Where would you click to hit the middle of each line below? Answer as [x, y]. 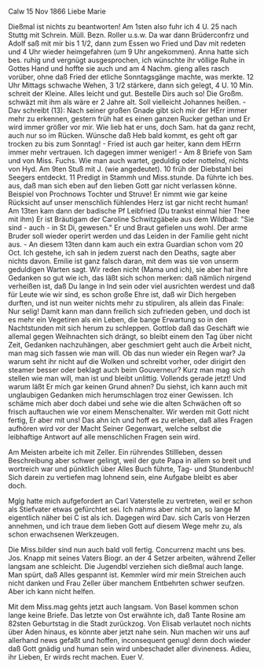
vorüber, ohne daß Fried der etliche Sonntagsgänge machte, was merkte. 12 [131, 77]
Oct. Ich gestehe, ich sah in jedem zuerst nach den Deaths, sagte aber [122, 253]
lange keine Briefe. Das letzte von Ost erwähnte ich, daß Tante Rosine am [127, 615]
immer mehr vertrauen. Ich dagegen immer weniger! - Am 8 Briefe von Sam [130, 152]
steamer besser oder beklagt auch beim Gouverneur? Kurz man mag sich [126, 370]
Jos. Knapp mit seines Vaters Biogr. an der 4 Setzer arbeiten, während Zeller [132, 558]
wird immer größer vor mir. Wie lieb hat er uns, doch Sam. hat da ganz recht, [132, 127]
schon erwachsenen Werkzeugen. [64, 534]
